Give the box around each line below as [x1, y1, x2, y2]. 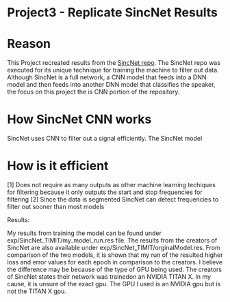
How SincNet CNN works [7, 111, 152, 127]
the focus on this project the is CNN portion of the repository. [7, 87, 180, 96]
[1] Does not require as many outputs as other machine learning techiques [7, 181, 216, 189]
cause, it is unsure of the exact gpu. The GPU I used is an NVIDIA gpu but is [7, 280, 221, 288]
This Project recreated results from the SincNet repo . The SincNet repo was [7, 59, 221, 67]
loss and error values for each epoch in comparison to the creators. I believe [7, 258, 223, 266]
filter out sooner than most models [7, 203, 105, 210]
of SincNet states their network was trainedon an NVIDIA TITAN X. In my [7, 273, 211, 281]
